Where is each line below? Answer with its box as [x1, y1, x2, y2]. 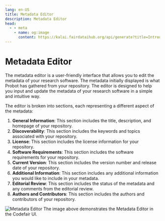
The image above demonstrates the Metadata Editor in [43, 206, 154, 212]
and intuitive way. [5, 93, 41, 99]
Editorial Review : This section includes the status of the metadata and [12, 181, 155, 186]
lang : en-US [5, 7, 29, 12]
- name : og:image [14, 30, 50, 35]
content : [18, 35, 36, 40]
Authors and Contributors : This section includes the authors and [12, 191, 145, 197]
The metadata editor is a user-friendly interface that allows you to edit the [5, 72, 155, 78]
